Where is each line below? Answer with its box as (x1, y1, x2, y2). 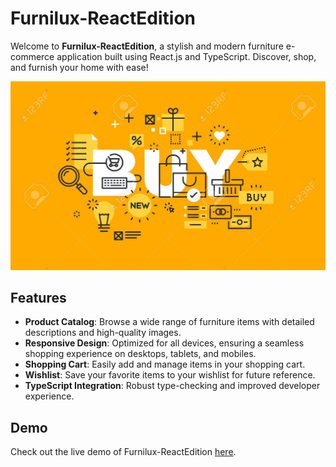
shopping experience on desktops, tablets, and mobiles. (24, 348, 257, 360)
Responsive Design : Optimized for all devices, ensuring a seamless (24, 337, 305, 349)
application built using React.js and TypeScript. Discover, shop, (56, 50, 317, 62)
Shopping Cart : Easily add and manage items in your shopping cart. (24, 358, 306, 371)
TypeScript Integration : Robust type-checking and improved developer (24, 380, 321, 392)
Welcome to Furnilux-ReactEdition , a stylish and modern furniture (10, 40, 284, 52)
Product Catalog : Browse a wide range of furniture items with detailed (24, 316, 315, 328)
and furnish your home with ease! (10, 61, 149, 73)
